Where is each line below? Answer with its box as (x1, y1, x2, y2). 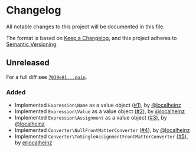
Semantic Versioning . (6, 41, 58, 48)
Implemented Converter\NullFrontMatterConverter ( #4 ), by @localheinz (14, 127, 190, 134)
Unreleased (6, 58, 50, 68)
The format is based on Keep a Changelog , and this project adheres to (6, 34, 177, 41)
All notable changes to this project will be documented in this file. (6, 23, 165, 30)
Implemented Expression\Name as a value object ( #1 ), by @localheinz (14, 101, 181, 109)
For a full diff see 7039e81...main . (6, 73, 87, 80)
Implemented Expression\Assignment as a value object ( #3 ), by (14, 114, 167, 121)
